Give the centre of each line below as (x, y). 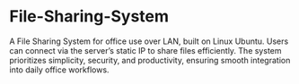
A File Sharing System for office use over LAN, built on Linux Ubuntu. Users (149, 41)
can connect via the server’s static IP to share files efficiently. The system (145, 50)
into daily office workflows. (59, 70)
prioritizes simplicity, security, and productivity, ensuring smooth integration (150, 60)
